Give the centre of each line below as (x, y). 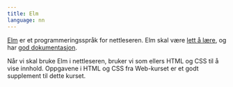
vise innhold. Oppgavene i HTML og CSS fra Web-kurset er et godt (103, 68)
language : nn (26, 20)
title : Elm (23, 14)
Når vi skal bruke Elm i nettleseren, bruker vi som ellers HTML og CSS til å (113, 61)
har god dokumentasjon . (42, 47)
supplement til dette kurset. (47, 76)
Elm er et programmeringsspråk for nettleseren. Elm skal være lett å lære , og (117, 40)
